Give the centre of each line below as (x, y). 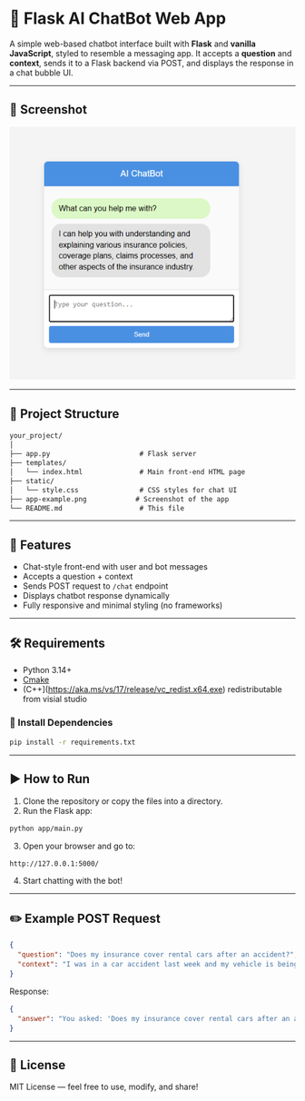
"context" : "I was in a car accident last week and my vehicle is (146, 965)
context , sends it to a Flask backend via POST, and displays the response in (152, 63)
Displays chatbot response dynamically (96, 595)
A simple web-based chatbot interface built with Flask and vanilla (133, 44)
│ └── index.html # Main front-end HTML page (128, 472)
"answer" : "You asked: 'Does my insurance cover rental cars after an (154, 1018)
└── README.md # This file (97, 509)
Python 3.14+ (47, 670)
